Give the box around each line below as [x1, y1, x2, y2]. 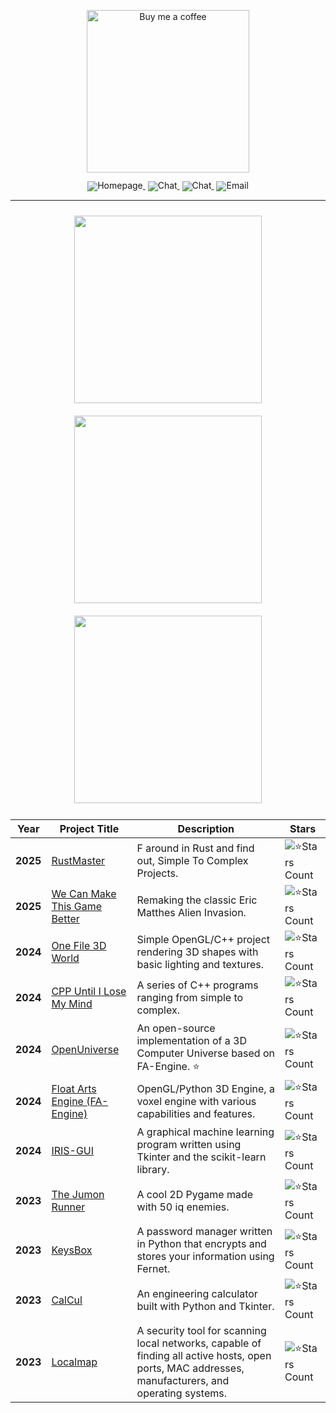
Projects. [136, 866, 179, 880]
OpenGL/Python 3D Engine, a [136, 1081, 275, 1095]
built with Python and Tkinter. [136, 1299, 275, 1313]
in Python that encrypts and [136, 1237, 267, 1251]
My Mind [51, 996, 93, 1010]
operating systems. [136, 1386, 227, 1400]
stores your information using [136, 1250, 275, 1264]
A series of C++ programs [136, 978, 259, 992]
